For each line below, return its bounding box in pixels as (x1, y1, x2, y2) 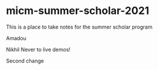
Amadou (6, 34, 27, 41)
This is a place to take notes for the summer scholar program (6, 23, 153, 30)
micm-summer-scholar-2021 (6, 4, 150, 17)
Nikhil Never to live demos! (6, 45, 71, 53)
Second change (6, 57, 44, 64)
